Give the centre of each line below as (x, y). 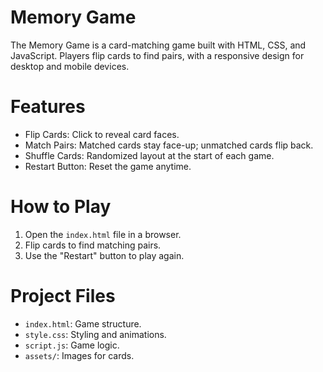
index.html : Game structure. (83, 323)
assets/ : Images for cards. (79, 355)
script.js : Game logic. (72, 345)
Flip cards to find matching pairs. (93, 245)
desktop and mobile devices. (70, 66)
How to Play (61, 207)
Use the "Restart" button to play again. (104, 255)
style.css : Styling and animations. (95, 334)
